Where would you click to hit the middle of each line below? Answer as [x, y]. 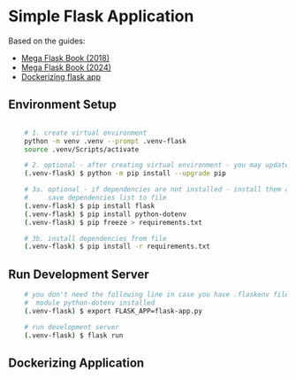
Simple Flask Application [101, 16]
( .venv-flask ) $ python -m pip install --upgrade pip [125, 174]
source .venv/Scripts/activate [82, 149]
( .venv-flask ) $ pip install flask [90, 205]
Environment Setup [62, 105]
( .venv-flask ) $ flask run [74, 335]
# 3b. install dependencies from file [95, 238]
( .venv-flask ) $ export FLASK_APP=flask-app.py [113, 311]
